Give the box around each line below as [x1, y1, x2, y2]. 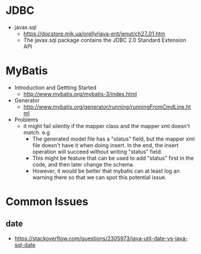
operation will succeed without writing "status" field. [32, 148, 163, 155]
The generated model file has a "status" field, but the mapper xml [32, 135, 195, 142]
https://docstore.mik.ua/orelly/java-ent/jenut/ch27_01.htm [23, 30, 165, 37]
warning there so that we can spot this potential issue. [32, 173, 167, 181]
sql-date [14, 241, 36, 248]
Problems [14, 116, 39, 123]
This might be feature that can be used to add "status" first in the [32, 154, 194, 162]
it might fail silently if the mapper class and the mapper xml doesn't [23, 122, 190, 130]
